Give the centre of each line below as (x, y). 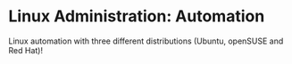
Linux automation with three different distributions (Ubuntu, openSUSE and (146, 41)
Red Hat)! (26, 50)
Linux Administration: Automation (137, 16)
